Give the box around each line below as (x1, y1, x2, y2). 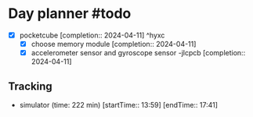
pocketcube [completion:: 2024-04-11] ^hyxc (19, 30, 165, 40)
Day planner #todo (8, 5, 132, 23)
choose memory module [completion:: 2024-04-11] (31, 40, 197, 48)
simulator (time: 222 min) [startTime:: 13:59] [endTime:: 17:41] (19, 100, 218, 109)
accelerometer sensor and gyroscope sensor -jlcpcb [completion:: (31, 48, 246, 58)
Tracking (8, 80, 52, 93)
